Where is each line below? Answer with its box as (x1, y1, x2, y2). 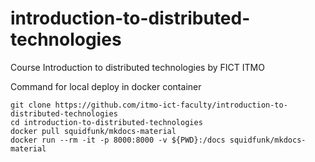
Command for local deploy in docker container (10, 80, 202, 92)
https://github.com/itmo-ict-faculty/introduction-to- (54, 100, 288, 110)
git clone (10, 100, 52, 110)
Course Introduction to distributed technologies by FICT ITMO (10, 61, 265, 73)
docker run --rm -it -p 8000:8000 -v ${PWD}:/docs (10, 135, 226, 145)
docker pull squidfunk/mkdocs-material (10, 126, 177, 136)
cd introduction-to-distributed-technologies (10, 117, 203, 127)
